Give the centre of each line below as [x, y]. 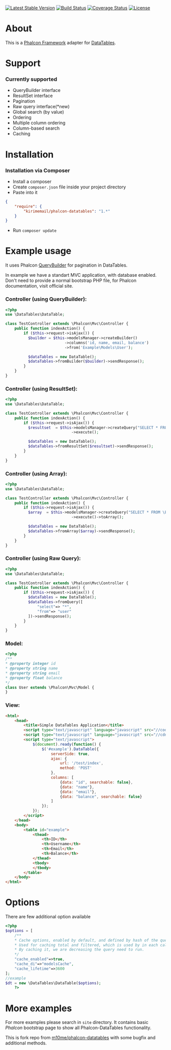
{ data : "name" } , [77, 787]
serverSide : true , [70, 754]
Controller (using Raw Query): [43, 558]
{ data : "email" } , [78, 792]
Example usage [38, 251]
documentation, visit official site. [39, 286]
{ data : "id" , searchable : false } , [96, 782]
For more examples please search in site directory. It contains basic [77, 1022]
